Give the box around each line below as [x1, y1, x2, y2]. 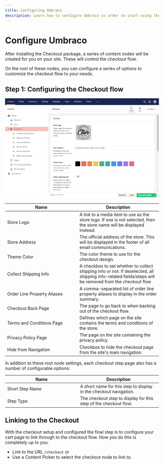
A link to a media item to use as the [80, 211, 150, 218]
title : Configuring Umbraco [5, 8, 62, 13]
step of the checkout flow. [80, 401, 133, 407]
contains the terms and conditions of [80, 320, 153, 326]
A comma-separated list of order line [80, 286, 154, 292]
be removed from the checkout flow [80, 279, 151, 285]
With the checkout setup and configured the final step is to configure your [5, 429, 154, 435]
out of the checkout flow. [80, 308, 130, 314]
